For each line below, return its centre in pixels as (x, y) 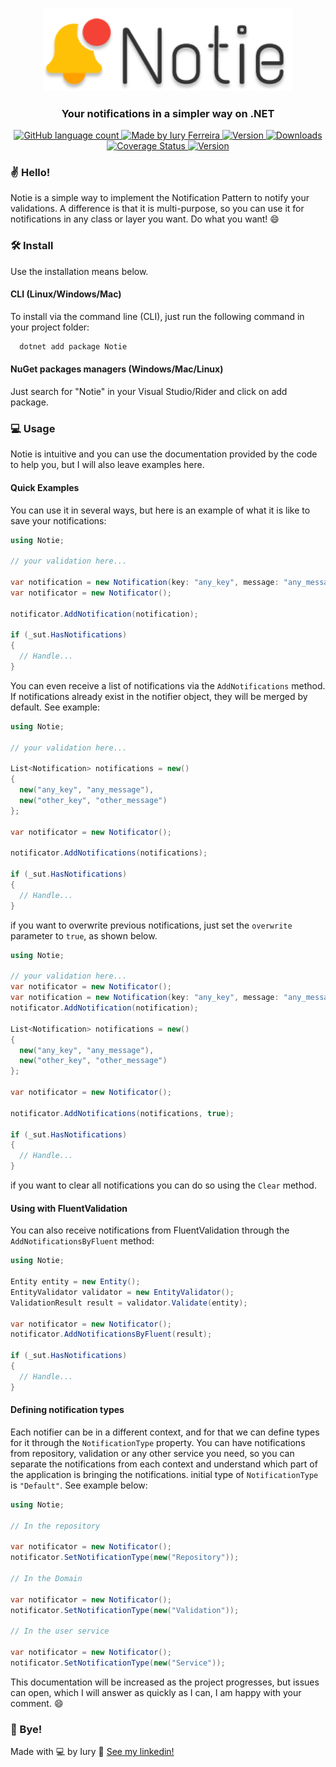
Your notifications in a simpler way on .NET (168, 113)
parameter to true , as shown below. (84, 935)
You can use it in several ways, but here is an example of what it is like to (160, 510)
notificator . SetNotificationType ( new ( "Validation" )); (125, 1610)
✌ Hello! (30, 173)
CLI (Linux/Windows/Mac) (66, 294)
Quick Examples (45, 487)
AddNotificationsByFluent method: (82, 1241)
